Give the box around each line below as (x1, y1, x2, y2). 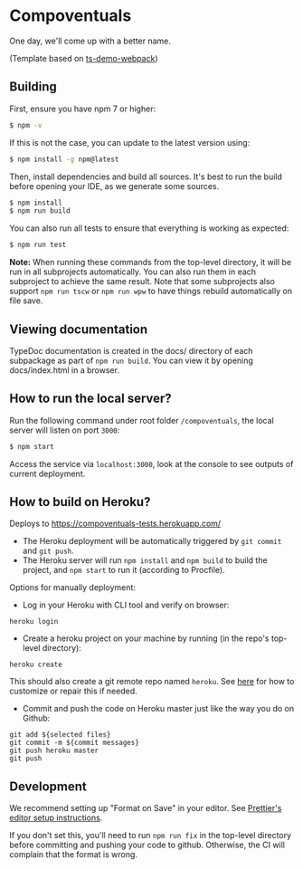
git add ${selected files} (9, 731, 111, 740)
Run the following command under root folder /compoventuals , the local (9, 415, 274, 425)
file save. (9, 295, 43, 306)
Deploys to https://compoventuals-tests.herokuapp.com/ (9, 518, 222, 530)
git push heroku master (9, 746, 99, 756)
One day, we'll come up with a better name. (9, 35, 172, 46)
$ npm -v (9, 120, 43, 129)
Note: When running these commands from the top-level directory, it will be (9, 257, 292, 268)
